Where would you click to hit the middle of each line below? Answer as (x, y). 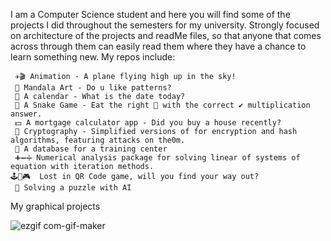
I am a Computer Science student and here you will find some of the (150, 14)
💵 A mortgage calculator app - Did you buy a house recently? (148, 123)
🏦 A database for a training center (91, 149)
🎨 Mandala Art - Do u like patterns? (93, 88)
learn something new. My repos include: (93, 57)
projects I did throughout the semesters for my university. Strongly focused (165, 25)
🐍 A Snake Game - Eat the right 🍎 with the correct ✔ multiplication (162, 105)
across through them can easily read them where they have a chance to (158, 46)
